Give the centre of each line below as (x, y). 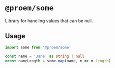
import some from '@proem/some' (38, 47)
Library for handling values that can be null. (49, 21)
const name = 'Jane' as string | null (45, 56)
